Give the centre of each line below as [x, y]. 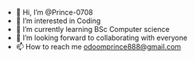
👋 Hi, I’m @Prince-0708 [54, 12]
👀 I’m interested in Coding [58, 21]
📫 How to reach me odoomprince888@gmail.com [98, 47]
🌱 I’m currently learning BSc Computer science [92, 29]
